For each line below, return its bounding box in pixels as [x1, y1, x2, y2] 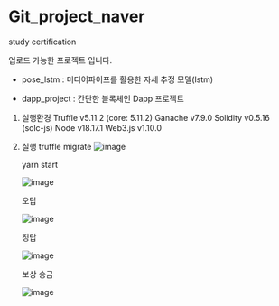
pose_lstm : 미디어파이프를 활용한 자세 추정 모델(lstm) [21, 74, 214, 85]
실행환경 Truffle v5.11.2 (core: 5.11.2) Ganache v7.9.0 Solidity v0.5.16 [21, 112, 270, 123]
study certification [8, 36, 77, 47]
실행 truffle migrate [21, 141, 92, 152]
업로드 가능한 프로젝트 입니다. [8, 54, 113, 65]
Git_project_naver [8, 6, 145, 27]
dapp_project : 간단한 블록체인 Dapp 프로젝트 [21, 93, 184, 104]
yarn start [21, 159, 59, 170]
